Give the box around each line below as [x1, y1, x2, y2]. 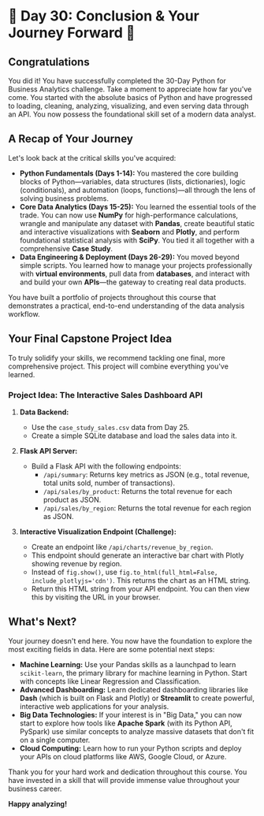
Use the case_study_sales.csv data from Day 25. [31, 422, 190, 432]
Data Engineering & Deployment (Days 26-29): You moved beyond [19, 252, 240, 261]
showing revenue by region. [31, 558, 122, 568]
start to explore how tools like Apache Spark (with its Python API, [19, 718, 232, 728]
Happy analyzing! [8, 799, 68, 808]
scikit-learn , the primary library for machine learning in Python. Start [19, 668, 247, 677]
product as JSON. [43, 495, 102, 504]
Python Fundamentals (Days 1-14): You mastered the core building [19, 169, 239, 178]
